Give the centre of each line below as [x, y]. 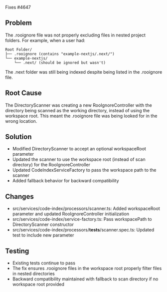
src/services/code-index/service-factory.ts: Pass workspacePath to [82, 219]
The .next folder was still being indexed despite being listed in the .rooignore [84, 72]
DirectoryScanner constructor [43, 224]
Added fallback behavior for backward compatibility [66, 181]
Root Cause [24, 93]
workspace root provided [38, 284]
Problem [19, 23]
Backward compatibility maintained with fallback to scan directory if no [85, 279]
